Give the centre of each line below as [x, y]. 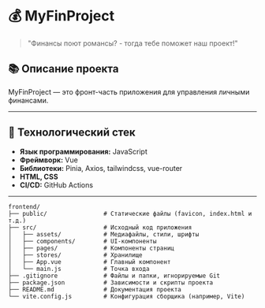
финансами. [28, 100]
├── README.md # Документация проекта [95, 289]
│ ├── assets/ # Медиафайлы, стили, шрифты [104, 234]
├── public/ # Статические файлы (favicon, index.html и [130, 213]
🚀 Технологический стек [72, 133]
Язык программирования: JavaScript [83, 151]
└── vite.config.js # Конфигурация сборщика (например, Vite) [127, 296]
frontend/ [24, 206]
